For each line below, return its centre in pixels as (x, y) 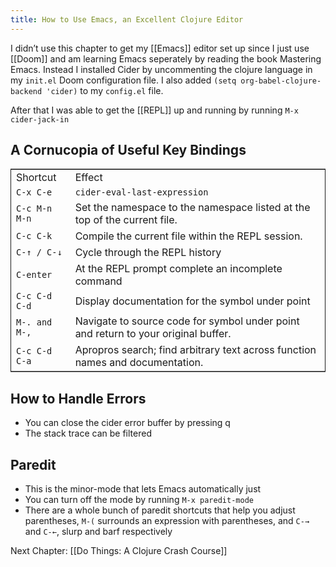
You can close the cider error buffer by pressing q (127, 423)
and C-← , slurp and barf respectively (98, 532)
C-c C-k (34, 236)
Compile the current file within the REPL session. (188, 236)
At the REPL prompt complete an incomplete (178, 269)
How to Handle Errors (78, 398)
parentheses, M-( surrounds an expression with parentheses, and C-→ (167, 521)
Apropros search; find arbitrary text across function (195, 350)
